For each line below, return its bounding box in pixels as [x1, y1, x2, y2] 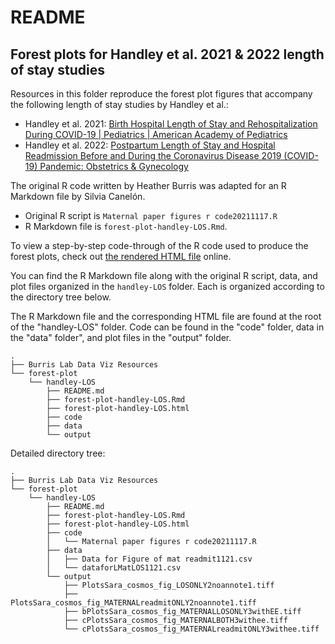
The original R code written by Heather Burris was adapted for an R [10, 180, 287, 191]
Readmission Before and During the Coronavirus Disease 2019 [24, 150, 282, 161]
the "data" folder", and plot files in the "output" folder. [10, 332, 232, 343]
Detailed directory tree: [10, 447, 106, 459]
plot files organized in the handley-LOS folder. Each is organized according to [10, 281, 325, 292]
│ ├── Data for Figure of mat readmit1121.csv [46, 554, 253, 564]
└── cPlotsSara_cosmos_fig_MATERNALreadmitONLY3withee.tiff [63, 624, 320, 634]
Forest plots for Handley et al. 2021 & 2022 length [10, 46, 325, 63]
